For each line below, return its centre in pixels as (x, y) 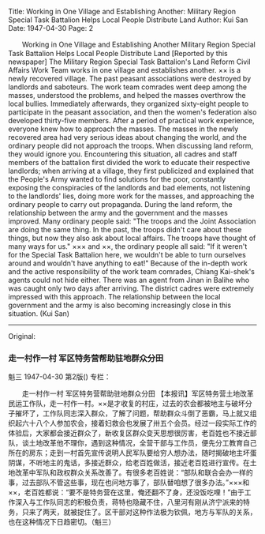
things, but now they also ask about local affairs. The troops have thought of (132, 238)
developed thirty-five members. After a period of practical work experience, (131, 120)
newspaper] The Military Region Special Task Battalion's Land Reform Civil (129, 62)
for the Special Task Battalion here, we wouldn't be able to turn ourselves (127, 255)
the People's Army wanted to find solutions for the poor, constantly (117, 179)
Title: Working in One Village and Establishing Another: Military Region (122, 11)
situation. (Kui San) (39, 314)
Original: (22, 336)
